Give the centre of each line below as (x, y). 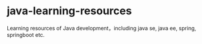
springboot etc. (26, 34)
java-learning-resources (69, 11)
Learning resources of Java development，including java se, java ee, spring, (102, 28)
